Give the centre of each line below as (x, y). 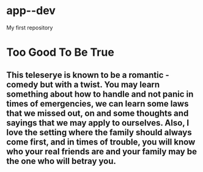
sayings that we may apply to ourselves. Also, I (98, 123)
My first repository (30, 28)
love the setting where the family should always (99, 132)
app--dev (31, 11)
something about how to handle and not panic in (100, 94)
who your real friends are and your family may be (102, 151)
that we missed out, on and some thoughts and (98, 113)
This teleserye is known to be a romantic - (88, 75)
